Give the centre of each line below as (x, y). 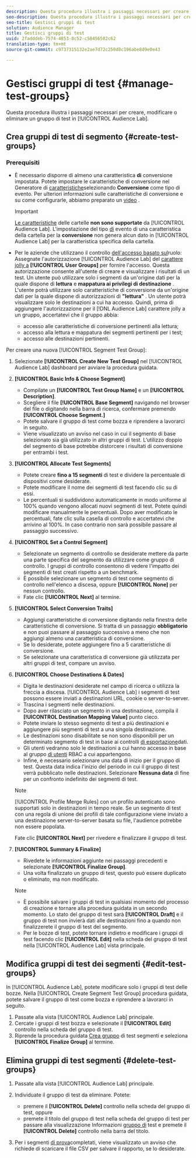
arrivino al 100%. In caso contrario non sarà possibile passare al (100, 525)
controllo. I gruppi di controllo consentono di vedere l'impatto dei (101, 566)
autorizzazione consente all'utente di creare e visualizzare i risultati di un (102, 271)
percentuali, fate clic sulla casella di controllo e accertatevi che (99, 519)
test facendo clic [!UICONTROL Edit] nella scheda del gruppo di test (105, 939)
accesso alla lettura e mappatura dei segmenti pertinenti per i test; (103, 332)
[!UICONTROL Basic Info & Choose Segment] (70, 379)
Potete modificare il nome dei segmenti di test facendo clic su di (100, 487)
